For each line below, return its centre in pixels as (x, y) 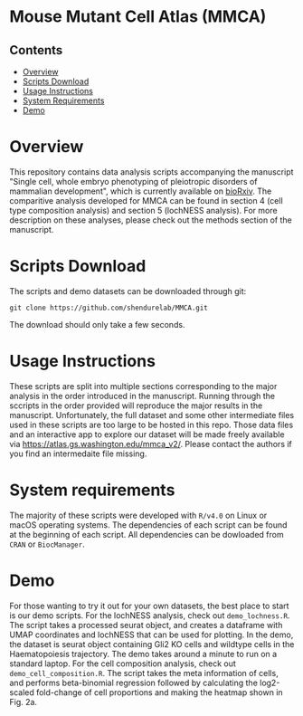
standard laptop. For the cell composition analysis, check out (123, 663)
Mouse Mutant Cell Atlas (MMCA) (138, 17)
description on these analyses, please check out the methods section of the (151, 220)
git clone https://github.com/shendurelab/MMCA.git (109, 308)
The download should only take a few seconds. (97, 324)
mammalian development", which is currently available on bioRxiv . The (141, 191)
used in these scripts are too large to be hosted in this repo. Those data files (151, 425)
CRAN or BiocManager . (47, 544)
